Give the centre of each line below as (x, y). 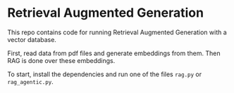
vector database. (32, 39)
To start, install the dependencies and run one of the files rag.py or (105, 74)
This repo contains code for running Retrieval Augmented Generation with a (117, 32)
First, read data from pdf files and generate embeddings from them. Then (114, 53)
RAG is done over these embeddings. (61, 60)
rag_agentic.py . (31, 81)
